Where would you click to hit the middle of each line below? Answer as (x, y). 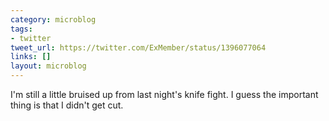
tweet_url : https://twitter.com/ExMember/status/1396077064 (138, 47)
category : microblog (53, 19)
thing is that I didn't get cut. (67, 105)
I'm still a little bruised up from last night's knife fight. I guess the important (164, 94)
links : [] (31, 57)
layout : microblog (48, 66)
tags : (21, 29)
